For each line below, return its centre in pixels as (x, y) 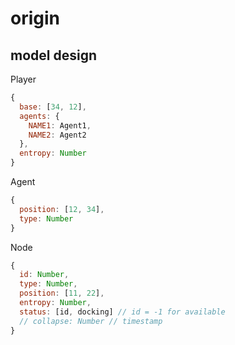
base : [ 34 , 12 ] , (53, 107)
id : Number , (44, 275)
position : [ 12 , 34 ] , (62, 209)
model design (53, 55)
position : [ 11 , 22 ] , (62, 293)
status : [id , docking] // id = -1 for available (122, 312)
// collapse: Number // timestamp (91, 321)
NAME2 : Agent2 (57, 135)
